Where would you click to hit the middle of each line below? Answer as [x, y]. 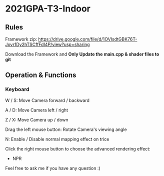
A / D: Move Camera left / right [37, 110]
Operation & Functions [41, 75]
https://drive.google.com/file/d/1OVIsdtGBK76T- [88, 39]
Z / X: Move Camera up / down [37, 119]
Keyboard [17, 89]
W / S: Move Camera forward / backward [47, 100]
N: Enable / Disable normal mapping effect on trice [57, 139]
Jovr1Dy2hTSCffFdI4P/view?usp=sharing [47, 44]
